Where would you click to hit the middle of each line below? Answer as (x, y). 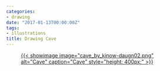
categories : (21, 11)
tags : (13, 28)
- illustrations (26, 33)
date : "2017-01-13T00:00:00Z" (43, 22)
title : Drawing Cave (31, 39)
